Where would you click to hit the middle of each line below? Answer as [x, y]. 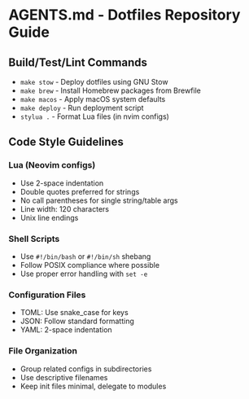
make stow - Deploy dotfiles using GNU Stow [94, 82]
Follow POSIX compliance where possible [90, 265]
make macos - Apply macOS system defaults [93, 99]
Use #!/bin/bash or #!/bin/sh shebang [85, 256]
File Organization [43, 351]
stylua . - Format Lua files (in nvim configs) [94, 116]
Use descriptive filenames [64, 377]
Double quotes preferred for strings [80, 191]
